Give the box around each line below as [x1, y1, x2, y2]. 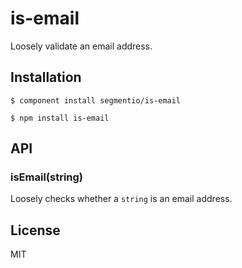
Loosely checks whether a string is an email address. [10, 193, 233, 205]
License [10, 222, 61, 239]
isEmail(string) [10, 170, 84, 184]
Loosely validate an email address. [10, 40, 153, 52]
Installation [10, 69, 82, 86]
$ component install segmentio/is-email [10, 95, 182, 106]
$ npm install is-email [10, 113, 110, 123]
